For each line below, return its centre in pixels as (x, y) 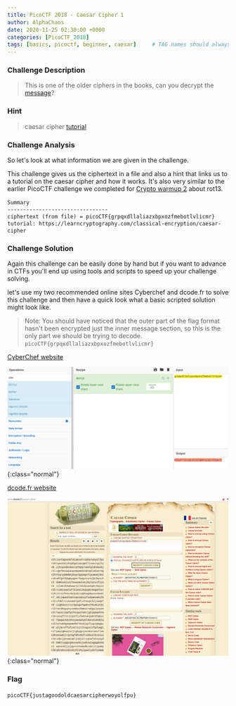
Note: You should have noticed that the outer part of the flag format (122, 321)
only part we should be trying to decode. (83, 336)
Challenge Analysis (41, 144)
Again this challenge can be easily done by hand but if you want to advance (117, 264)
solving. (19, 279)
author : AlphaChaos (36, 22)
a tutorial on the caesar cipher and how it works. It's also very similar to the (116, 181)
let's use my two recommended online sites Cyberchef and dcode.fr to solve (118, 292)
